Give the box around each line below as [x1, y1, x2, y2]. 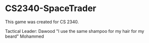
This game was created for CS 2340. [5, 19, 79, 25]
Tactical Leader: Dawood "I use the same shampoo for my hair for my [5, 28, 145, 34]
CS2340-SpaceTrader [5, 3, 96, 14]
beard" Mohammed [5, 33, 44, 39]
